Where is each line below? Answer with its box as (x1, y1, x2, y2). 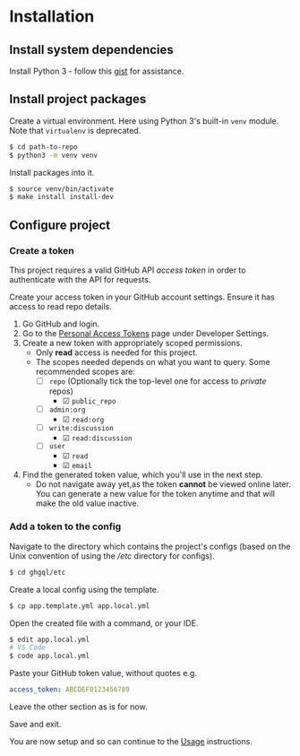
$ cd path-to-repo (9, 142, 78, 152)
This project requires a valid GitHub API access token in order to (9, 265, 246, 275)
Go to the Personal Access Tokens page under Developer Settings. (21, 328, 270, 338)
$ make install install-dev (9, 193, 115, 202)
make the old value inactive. (35, 498, 140, 508)
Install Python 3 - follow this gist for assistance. (9, 65, 184, 76)
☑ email (62, 460, 92, 471)
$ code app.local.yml (9, 652, 90, 661)
